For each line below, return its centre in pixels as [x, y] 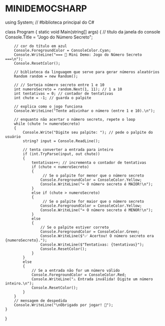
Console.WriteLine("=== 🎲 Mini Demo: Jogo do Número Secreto [78, 55]
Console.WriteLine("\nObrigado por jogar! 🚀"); [64, 305]
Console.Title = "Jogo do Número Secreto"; [49, 37]
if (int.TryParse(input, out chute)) [61, 154]
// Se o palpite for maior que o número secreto [93, 201]
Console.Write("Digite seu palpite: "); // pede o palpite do [88, 132]
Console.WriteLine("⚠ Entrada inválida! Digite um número [92, 279]
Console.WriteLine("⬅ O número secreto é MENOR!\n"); [97, 210]
